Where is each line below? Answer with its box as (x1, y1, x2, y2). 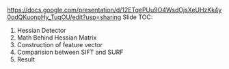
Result (16, 55, 36, 64)
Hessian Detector (16, 27, 66, 34)
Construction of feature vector (16, 41, 103, 49)
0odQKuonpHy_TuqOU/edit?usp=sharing (7, 13, 122, 21)
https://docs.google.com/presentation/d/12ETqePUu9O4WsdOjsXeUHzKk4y (7, 6, 222, 14)
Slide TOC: (122, 13, 153, 21)
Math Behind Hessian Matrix (16, 33, 97, 42)
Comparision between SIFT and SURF (16, 48, 124, 56)
